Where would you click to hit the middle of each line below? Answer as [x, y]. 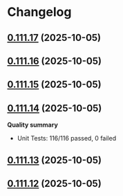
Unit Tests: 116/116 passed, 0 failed [66, 139]
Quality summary [33, 125]
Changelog [39, 12]
